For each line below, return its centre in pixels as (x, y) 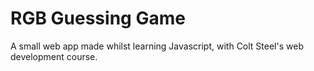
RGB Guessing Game (98, 18)
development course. (54, 56)
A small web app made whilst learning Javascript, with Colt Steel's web (157, 46)
